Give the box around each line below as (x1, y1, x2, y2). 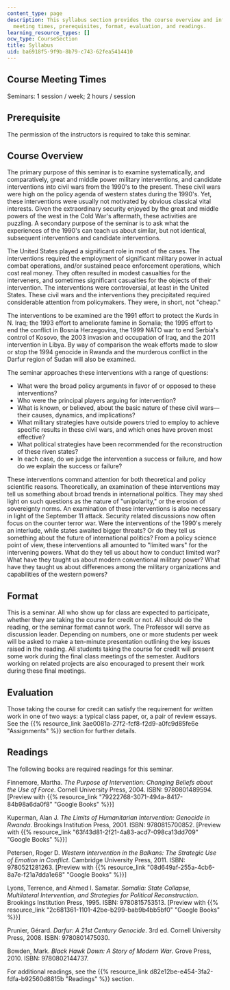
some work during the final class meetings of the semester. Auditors (7, 652, 200, 660)
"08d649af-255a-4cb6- (146, 863, 216, 871)
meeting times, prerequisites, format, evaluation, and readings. (13, 23, 207, 30)
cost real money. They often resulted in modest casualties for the (7, 269, 191, 277)
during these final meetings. (7, 667, 86, 675)
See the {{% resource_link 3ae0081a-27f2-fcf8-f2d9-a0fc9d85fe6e (7, 719, 199, 728)
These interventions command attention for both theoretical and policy (7, 475, 207, 484)
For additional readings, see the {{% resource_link (7, 967, 149, 976)
